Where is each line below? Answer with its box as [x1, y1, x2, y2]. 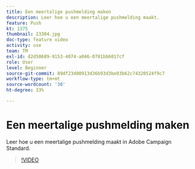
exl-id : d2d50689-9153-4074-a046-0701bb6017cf [6, 54, 125, 60]
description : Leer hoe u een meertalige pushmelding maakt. [6, 14, 160, 20]
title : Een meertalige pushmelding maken [6, 8, 112, 15]
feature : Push [6, 20, 42, 26]
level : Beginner [6, 64, 47, 71]
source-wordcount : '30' [6, 82, 66, 88]
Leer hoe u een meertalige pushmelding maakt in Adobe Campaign [6, 138, 172, 145]
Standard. [6, 144, 31, 152]
